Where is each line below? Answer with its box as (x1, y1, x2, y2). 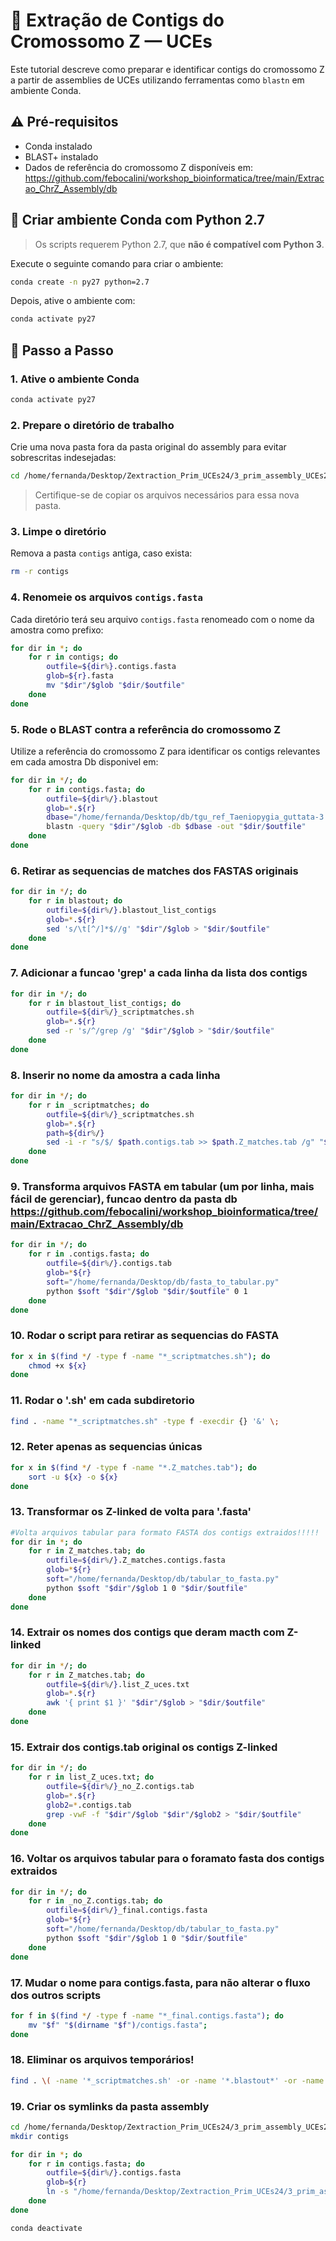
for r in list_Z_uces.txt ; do (28, 1772, 155, 1783)
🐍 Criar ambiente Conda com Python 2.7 (10, 212, 265, 229)
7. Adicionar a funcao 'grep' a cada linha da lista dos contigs (10, 966, 308, 980)
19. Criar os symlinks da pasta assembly (10, 2099, 210, 2113)
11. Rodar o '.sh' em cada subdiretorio (10, 1394, 195, 1408)
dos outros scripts (10, 1988, 102, 2002)
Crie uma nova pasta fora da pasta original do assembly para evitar (10, 441, 287, 453)
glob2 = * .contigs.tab (46, 1800, 132, 1810)
